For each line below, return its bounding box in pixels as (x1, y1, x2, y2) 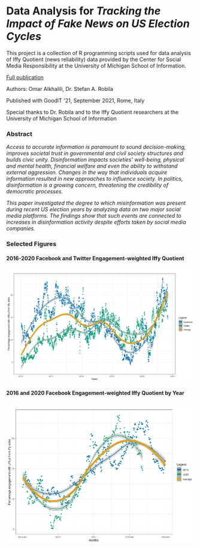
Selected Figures (6, 240, 57, 248)
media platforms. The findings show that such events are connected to (6, 212, 181, 220)
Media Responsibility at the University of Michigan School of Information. (6, 62, 187, 69)
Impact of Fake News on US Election (6, 17, 190, 31)
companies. (6, 225, 35, 232)
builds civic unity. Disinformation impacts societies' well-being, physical (6, 156, 184, 163)
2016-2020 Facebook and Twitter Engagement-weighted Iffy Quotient (6, 254, 184, 261)
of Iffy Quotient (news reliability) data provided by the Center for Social (6, 56, 181, 63)
